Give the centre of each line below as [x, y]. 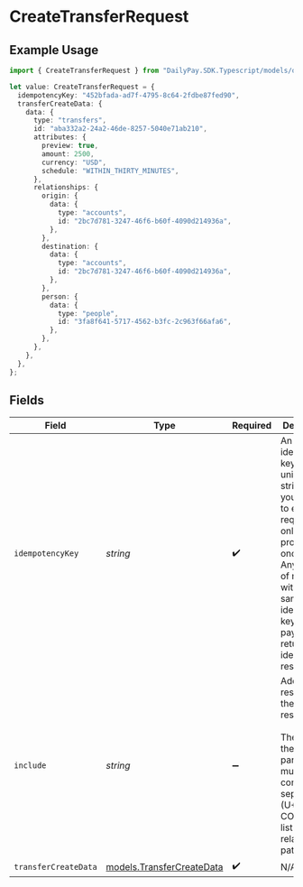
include [30, 766]
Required [252, 426]
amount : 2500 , [68, 154]
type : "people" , [88, 313]
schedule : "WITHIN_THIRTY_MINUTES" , [110, 171]
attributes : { [60, 137]
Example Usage [54, 50]
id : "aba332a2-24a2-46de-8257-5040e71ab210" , [120, 129]
